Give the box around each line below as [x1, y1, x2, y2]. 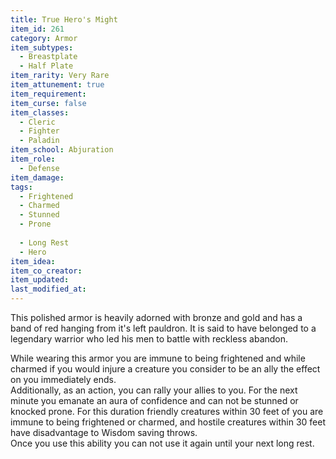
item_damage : [10, 172, 65, 183]
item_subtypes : [10, 42, 74, 53]
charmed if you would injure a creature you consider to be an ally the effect [10, 363, 321, 375]
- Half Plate [19, 61, 74, 71]
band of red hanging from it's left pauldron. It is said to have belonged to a [10, 322, 317, 334]
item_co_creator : [10, 266, 83, 276]
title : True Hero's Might [10, 14, 118, 25]
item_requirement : [10, 89, 87, 99]
